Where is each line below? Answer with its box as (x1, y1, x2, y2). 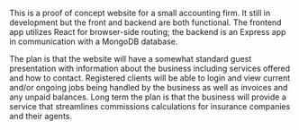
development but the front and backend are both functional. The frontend (9, 17, 282, 28)
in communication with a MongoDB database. (9, 36, 178, 47)
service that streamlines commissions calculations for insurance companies (9, 101, 291, 111)
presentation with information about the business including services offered (9, 63, 291, 74)
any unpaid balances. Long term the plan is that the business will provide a (9, 91, 286, 102)
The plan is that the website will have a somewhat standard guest (9, 54, 252, 64)
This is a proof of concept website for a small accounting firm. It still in (9, 8, 271, 18)
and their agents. (9, 111, 73, 121)
